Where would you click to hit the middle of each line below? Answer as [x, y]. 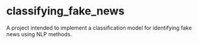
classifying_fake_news [65, 11]
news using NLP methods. [39, 34]
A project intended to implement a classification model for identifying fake [99, 28]
